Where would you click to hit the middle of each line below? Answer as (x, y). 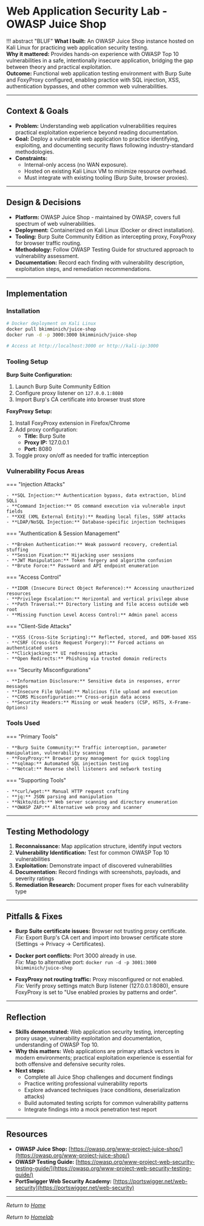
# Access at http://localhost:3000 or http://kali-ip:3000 (83, 346)
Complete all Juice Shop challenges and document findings (99, 1077)
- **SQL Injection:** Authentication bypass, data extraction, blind (96, 496)
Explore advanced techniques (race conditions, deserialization (102, 1090)
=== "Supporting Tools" (36, 780)
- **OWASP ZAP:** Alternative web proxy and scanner (74, 807)
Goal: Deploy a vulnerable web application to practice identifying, (97, 139)
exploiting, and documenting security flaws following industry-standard (104, 145)
